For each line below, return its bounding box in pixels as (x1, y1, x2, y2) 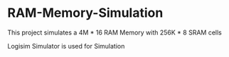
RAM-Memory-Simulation (7, 5, 164, 21)
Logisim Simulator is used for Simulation (7, 42, 125, 50)
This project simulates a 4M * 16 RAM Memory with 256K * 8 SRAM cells (7, 28, 222, 37)
